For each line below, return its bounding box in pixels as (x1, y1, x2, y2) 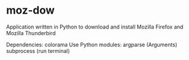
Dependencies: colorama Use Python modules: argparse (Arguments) (6, 41, 178, 48)
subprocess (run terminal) (6, 47, 70, 54)
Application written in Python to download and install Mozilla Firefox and (6, 23, 184, 30)
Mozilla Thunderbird (6, 29, 56, 36)
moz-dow (6, 4, 55, 17)
